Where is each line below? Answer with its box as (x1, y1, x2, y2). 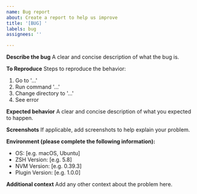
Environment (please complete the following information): (6, 138, 156, 145)
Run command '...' (15, 83, 61, 91)
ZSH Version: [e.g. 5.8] (15, 156, 72, 164)
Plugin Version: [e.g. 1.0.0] (15, 169, 81, 176)
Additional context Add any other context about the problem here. (6, 181, 173, 188)
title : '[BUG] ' (6, 20, 47, 26)
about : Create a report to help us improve (6, 15, 118, 21)
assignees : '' (6, 32, 42, 38)
